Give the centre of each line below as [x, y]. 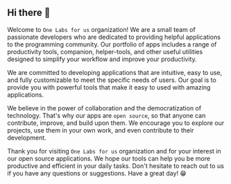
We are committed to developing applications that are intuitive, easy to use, [115, 72]
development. [27, 137]
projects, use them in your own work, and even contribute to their [101, 130]
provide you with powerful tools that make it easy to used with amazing [109, 87]
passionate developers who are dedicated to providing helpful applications [114, 37]
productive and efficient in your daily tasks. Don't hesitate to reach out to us [115, 166]
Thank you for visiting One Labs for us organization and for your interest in [114, 151]
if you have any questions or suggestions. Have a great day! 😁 [97, 173]
